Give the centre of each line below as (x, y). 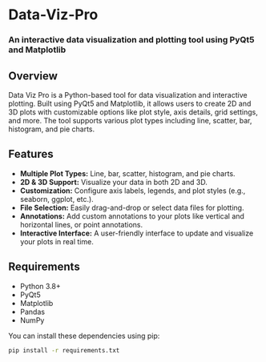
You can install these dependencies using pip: (84, 336)
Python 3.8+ (40, 286)
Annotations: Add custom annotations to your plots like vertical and (132, 216)
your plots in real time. (56, 241)
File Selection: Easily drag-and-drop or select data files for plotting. (132, 207)
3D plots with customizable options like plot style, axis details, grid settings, (133, 112)
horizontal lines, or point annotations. (81, 224)
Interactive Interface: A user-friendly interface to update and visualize (137, 233)
